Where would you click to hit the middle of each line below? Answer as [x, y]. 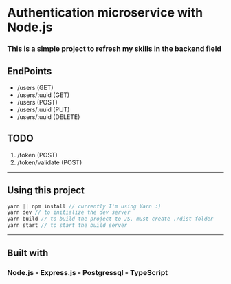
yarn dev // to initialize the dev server [69, 212]
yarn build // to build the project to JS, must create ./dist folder [110, 219]
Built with [28, 253]
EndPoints [30, 71]
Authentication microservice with [105, 13]
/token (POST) [37, 155]
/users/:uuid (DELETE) [48, 117]
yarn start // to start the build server [67, 226]
